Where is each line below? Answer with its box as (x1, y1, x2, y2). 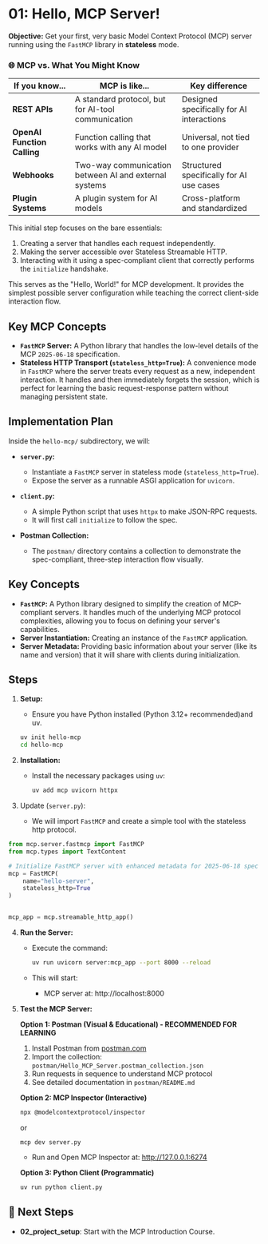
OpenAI (12, 127, 42, 138)
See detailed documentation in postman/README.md (31, 1077, 195, 1087)
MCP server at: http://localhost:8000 (43, 988, 165, 998)
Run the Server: (19, 928, 73, 937)
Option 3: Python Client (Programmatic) (19, 1167, 155, 1177)
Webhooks (12, 169, 54, 181)
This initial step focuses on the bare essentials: (8, 223, 163, 233)
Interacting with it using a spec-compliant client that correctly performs (19, 256, 255, 265)
